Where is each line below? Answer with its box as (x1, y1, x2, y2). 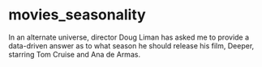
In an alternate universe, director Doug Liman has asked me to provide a (8, 32, 250, 42)
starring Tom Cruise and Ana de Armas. (8, 49, 140, 59)
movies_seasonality (8, 6, 146, 24)
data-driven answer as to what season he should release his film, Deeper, (8, 40, 255, 50)
